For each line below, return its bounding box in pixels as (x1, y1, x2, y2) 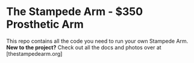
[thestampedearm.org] (6, 50, 63, 57)
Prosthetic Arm (6, 17, 84, 31)
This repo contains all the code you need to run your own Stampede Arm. (6, 37, 189, 44)
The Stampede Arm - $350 (6, 5, 143, 19)
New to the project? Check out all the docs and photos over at (6, 44, 161, 51)
